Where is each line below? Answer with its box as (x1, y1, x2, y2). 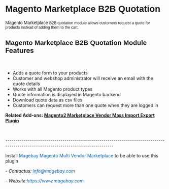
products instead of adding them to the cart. (5, 24, 79, 30)
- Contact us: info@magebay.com (5, 168, 75, 174)
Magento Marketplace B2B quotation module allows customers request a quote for (5, 19, 151, 25)
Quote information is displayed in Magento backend (12, 91, 121, 97)
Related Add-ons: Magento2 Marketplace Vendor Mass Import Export (5, 112, 155, 118)
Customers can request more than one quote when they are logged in (12, 102, 159, 108)
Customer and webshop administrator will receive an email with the (12, 75, 153, 81)
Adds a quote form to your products (12, 70, 88, 76)
